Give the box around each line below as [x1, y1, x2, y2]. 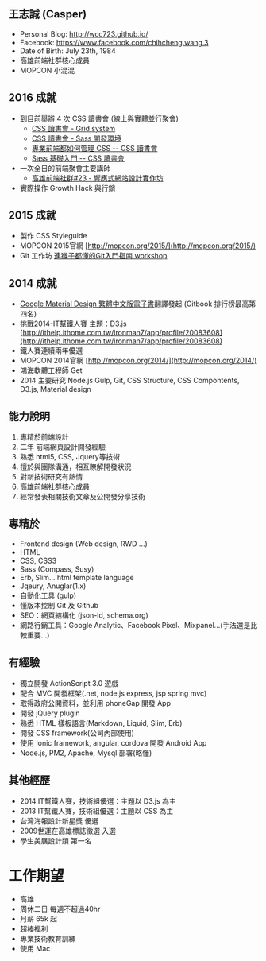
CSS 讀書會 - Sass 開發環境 [31, 134, 121, 143]
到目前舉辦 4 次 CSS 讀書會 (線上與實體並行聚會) [19, 114, 179, 123]
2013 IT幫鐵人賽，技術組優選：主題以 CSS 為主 [19, 806, 174, 816]
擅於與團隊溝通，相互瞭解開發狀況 [19, 462, 132, 471]
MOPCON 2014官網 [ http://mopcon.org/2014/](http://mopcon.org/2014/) [19, 356, 257, 366]
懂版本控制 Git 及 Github [19, 600, 99, 610]
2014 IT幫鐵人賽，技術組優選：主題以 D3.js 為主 [19, 796, 176, 805]
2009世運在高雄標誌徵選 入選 [19, 826, 117, 835]
